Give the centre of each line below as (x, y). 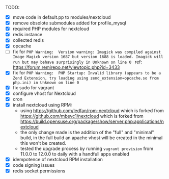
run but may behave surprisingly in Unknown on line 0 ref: (77, 62)
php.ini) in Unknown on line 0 (46, 83)
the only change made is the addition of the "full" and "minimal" (87, 132)
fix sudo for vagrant (33, 87)
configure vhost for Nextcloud (44, 93)
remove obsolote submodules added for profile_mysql (69, 23)
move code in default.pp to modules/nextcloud (62, 17)
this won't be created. (43, 143)
